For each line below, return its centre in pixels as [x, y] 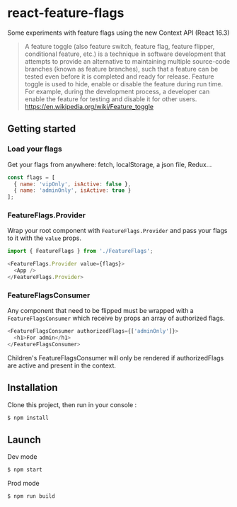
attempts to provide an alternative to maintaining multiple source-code [127, 61]
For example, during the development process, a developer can [117, 91]
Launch [24, 439]
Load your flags [35, 149]
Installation [33, 388]
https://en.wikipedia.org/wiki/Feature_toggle [89, 106]
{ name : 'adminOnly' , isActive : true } [73, 190]
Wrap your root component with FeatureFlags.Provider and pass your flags [117, 231]
